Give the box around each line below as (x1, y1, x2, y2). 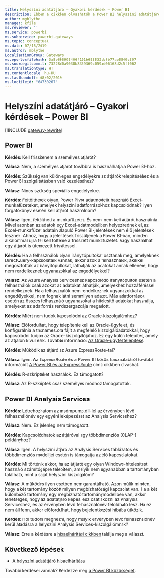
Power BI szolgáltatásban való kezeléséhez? (5, 179, 94, 184)
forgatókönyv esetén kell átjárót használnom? (5, 208, 97, 214)
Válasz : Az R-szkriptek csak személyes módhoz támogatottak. (5, 381, 131, 387)
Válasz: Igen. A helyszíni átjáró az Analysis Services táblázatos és (5, 447, 138, 453)
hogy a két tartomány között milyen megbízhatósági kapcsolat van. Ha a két (5, 486, 157, 492)
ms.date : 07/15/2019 (5, 43, 47, 48)
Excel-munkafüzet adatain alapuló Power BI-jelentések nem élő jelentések (5, 227, 154, 233)
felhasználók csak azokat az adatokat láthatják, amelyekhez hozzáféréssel (5, 282, 155, 288)
